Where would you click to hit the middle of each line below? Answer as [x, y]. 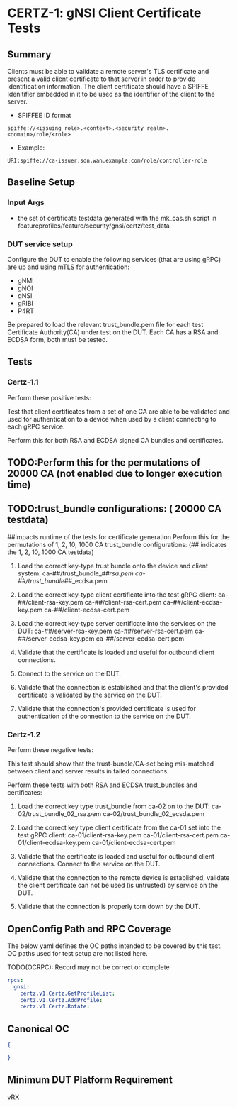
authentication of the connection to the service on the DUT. [104, 716]
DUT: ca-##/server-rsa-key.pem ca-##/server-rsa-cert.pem [105, 631]
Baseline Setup [41, 182]
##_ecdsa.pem [86, 580]
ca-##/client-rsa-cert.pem [123, 602]
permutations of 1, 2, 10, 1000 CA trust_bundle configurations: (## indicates [117, 544]
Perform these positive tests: [50, 397]
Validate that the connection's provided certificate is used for [107, 708]
